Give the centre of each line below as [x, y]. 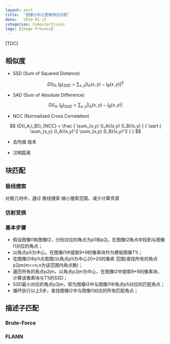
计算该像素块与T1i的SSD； [40, 278]
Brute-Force [21, 323]
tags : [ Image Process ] [29, 29]
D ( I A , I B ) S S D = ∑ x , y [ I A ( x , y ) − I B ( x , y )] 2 [86, 84]
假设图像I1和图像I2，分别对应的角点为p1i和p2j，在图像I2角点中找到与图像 [89, 240]
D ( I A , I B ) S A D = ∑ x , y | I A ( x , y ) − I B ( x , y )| [86, 106]
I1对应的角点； [28, 246]
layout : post [19, 10]
